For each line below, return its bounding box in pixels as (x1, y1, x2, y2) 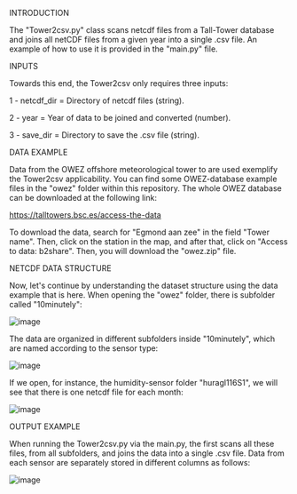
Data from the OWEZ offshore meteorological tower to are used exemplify (9, 164, 278, 174)
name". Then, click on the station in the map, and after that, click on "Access (9, 236, 288, 247)
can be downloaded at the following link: (9, 193, 158, 203)
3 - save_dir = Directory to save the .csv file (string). (9, 130, 199, 140)
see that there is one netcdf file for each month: (9, 386, 184, 397)
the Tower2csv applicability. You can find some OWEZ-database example (9, 173, 277, 184)
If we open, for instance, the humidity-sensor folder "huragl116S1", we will (9, 378, 278, 387)
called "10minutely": (9, 299, 82, 309)
